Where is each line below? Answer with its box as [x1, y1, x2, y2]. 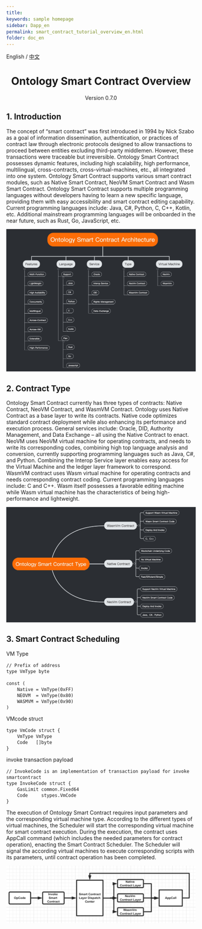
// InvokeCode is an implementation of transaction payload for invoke [6, 768, 189, 775]
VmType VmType [17, 733, 52, 739]
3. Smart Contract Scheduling [6, 634, 120, 644]
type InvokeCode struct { [6, 780, 71, 787]
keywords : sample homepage [6, 16, 74, 22]
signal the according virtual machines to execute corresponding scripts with [6, 847, 194, 854]
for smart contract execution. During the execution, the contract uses [6, 828, 178, 835]
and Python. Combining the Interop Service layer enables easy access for [6, 457, 189, 464]
